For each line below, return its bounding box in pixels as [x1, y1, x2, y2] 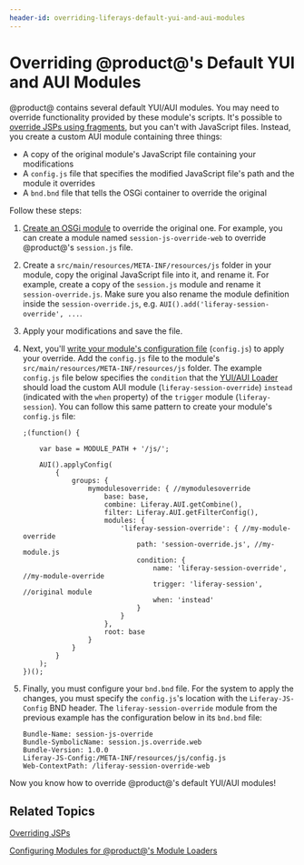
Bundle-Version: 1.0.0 [22, 745, 109, 755]
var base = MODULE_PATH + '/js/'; [39, 444, 170, 453]
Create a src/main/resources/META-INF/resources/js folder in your [22, 259, 272, 270]
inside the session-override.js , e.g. [22, 297, 158, 309]
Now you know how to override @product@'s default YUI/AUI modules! [9, 777, 277, 788]
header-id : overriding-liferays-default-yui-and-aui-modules [9, 13, 246, 23]
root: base [103, 627, 145, 637]
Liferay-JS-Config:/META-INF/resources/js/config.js [22, 753, 227, 762]
